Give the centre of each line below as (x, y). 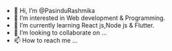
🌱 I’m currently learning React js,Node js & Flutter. (84, 25)
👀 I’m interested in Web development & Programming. (89, 18)
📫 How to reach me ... (45, 40)
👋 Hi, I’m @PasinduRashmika (54, 11)
